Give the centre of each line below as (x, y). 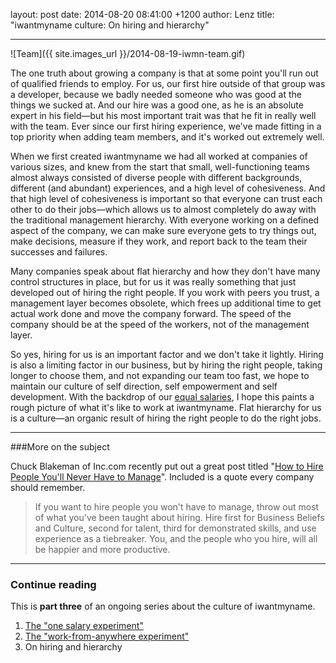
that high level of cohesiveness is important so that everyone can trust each (166, 198)
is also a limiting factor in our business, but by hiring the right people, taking (166, 365)
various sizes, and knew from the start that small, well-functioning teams (160, 167)
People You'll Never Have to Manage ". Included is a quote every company (162, 477)
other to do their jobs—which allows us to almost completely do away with (163, 209)
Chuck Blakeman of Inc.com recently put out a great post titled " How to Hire (167, 466)
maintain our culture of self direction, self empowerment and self (144, 386)
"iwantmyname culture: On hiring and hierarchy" (110, 25)
